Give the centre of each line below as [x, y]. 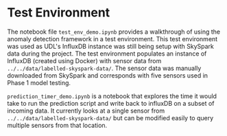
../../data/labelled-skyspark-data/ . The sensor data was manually [104, 68]
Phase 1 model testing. [39, 82]
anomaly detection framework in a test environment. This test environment [112, 38]
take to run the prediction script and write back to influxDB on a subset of [111, 103]
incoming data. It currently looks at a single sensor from [86, 111]
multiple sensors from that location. [57, 125]
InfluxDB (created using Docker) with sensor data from [84, 60]
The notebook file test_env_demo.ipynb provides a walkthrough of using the [114, 32]
